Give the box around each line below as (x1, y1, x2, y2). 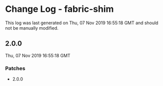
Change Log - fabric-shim (5, 3, 114, 15)
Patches (5, 65, 26, 72)
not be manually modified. (5, 25, 59, 31)
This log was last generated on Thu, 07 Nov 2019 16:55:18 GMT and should (5, 20, 159, 26)
